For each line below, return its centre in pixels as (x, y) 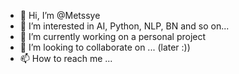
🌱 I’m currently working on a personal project (113, 36)
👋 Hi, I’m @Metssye (60, 15)
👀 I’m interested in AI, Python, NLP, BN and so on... (124, 26)
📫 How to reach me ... (66, 58)
